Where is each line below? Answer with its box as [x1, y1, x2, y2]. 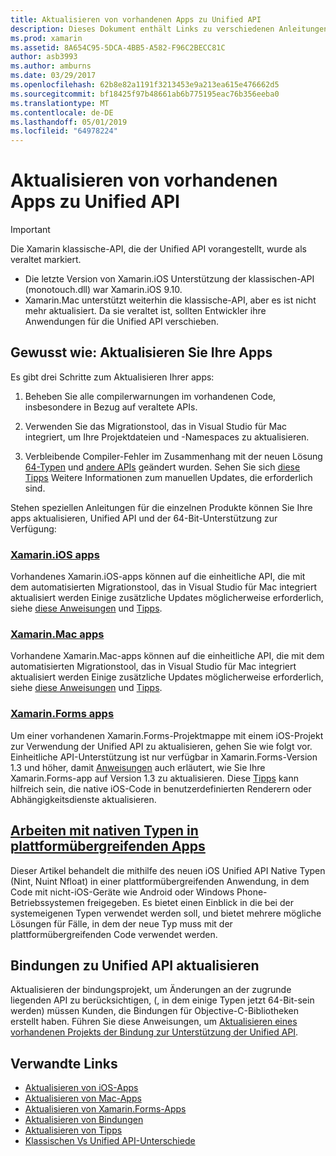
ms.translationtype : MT [10, 98, 110, 108]
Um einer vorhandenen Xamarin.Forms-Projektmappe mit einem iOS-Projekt [10, 729, 324, 741]
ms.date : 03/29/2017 [10, 71, 97, 81]
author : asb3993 [10, 52, 78, 62]
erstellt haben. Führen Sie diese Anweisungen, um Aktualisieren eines [10, 1016, 298, 1028]
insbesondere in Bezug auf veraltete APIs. [24, 401, 198, 413]
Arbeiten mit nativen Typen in [10, 822, 199, 840]
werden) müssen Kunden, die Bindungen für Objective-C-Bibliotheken [10, 1005, 300, 1017]
